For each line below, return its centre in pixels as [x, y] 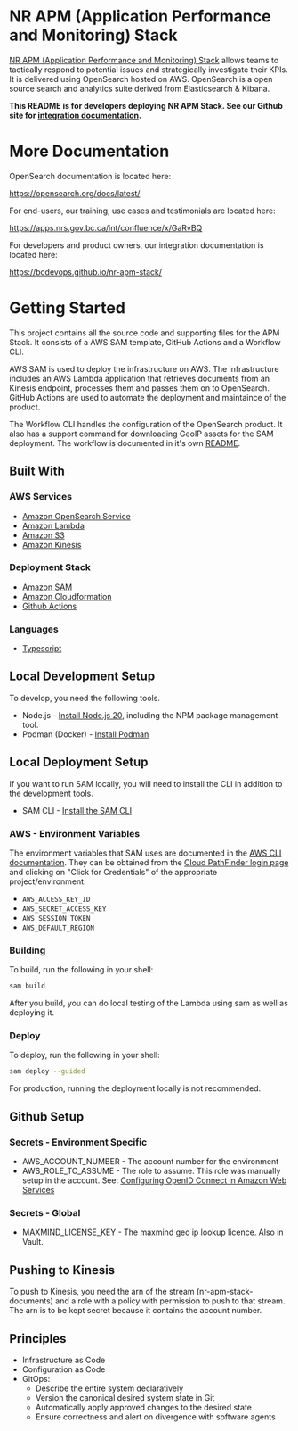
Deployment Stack [50, 567]
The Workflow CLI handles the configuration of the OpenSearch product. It [146, 424]
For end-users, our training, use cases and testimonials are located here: [142, 211]
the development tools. [51, 793]
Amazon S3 [43, 535]
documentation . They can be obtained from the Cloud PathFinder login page [149, 863]
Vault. [33, 1242]
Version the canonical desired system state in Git [125, 1397]
